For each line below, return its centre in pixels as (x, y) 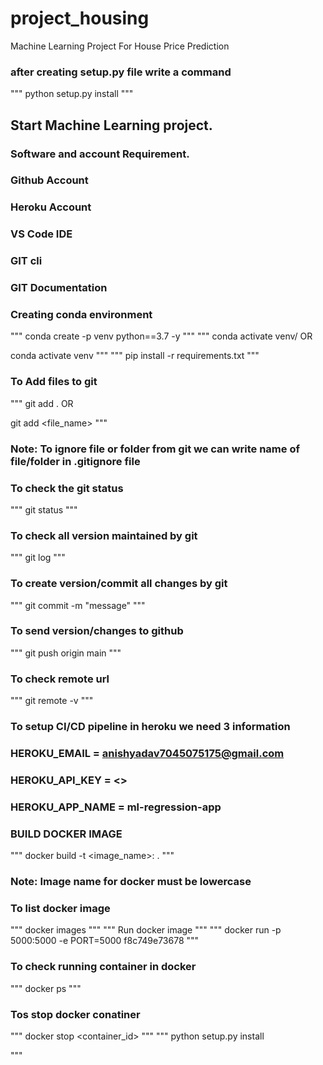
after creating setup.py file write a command (121, 72)
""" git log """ (38, 558)
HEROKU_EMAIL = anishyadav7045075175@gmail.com (147, 753)
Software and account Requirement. (100, 154)
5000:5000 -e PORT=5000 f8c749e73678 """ (105, 941)
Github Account (49, 180)
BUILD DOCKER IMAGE (66, 834)
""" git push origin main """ (66, 653)
